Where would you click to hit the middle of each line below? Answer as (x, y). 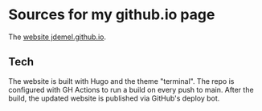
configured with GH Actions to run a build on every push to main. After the (131, 89)
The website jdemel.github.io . (57, 37)
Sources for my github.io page (112, 15)
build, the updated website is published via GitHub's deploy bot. (114, 98)
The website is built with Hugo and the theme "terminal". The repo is (121, 81)
